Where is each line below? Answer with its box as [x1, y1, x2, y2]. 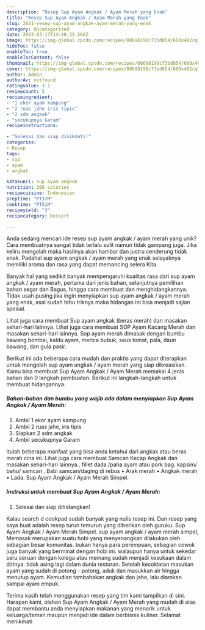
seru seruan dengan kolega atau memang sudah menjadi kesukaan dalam [6, 554, 192, 562]
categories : [6, 139, 37, 145]
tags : [6, 150, 20, 156]
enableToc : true [6, 49, 48, 55]
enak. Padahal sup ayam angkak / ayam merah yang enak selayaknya [6, 254, 181, 262]
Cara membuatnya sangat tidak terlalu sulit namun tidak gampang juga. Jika [6, 241, 197, 249]
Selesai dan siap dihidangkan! [15, 504, 90, 511]
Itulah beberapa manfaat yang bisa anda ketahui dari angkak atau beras [6, 448, 187, 455]
